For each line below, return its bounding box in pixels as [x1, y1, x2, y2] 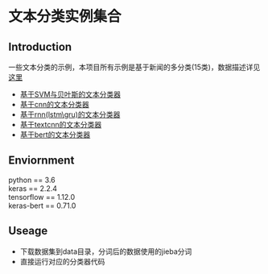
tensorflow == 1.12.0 [8, 192, 75, 201]
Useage [8, 224, 48, 238]
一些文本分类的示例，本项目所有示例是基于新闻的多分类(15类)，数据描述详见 [8, 62, 261, 72]
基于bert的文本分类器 [19, 130, 91, 139]
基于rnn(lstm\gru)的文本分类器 [19, 110, 121, 119]
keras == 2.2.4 [8, 183, 58, 193]
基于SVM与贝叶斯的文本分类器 [19, 89, 122, 99]
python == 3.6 [8, 175, 56, 185]
